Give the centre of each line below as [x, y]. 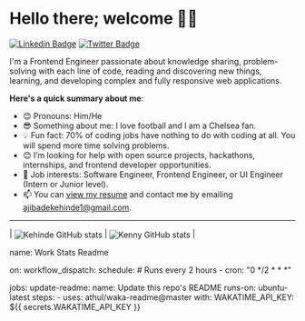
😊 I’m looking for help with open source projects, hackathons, [139, 155]
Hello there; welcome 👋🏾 [103, 19]
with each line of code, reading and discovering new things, [150, 71]
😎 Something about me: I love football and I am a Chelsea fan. [139, 125]
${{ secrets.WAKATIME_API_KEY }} [75, 306]
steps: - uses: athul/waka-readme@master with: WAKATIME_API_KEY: [163, 297]
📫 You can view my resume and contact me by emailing [128, 194]
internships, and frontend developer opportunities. [117, 165]
